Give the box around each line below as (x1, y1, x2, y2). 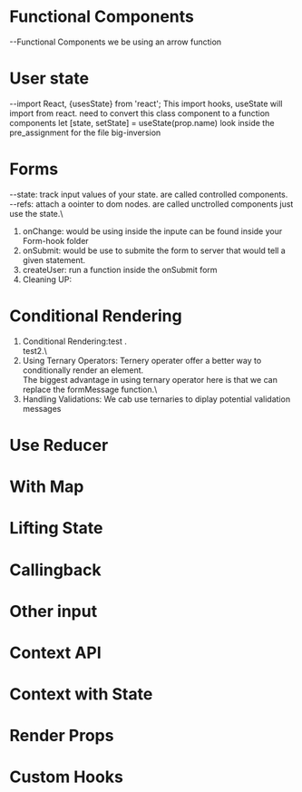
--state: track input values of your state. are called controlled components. (9, 189, 288, 200)
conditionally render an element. (22, 365, 144, 376)
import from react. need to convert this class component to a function (9, 107, 270, 119)
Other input (9, 601, 98, 621)
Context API (9, 642, 102, 663)
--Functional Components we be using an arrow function (9, 36, 222, 47)
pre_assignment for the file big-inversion (9, 127, 161, 138)
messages (22, 403, 62, 414)
